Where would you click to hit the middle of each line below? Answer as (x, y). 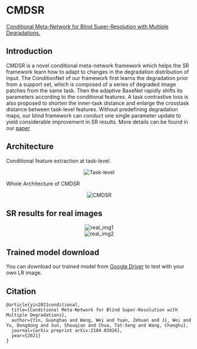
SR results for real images (54, 213)
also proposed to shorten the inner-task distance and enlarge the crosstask (98, 103)
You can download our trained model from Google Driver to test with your (95, 267)
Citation (21, 291)
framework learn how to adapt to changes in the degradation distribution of (98, 72)
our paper (18, 128)
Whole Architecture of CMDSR (43, 184)
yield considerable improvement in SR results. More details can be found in (97, 122)
